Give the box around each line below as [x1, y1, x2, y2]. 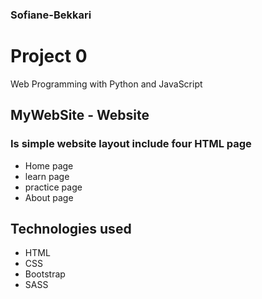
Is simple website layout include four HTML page [10, 137, 252, 151]
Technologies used [10, 220, 132, 237]
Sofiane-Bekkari [10, 8, 92, 22]
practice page [24, 181, 83, 193]
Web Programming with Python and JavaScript [10, 78, 203, 90]
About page [24, 191, 74, 203]
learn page [24, 170, 70, 182]
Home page [24, 159, 74, 172]
